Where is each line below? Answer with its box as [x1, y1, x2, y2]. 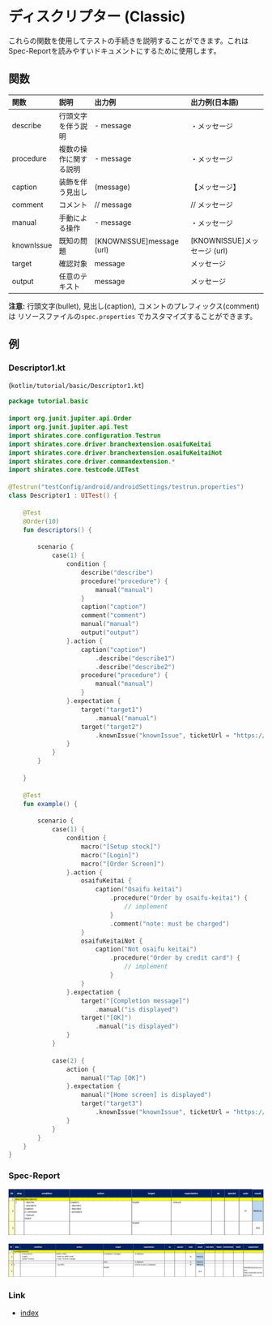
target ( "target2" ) [80, 723, 143, 731]
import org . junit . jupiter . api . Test [8, 423, 129, 431]
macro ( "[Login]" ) [80, 851, 139, 859]
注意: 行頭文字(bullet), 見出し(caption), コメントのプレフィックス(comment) [8, 301, 261, 311]
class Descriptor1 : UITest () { [8, 492, 117, 500]
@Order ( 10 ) [23, 517, 60, 525]
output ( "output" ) [80, 628, 139, 637]
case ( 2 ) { [51, 1056, 85, 1064]
